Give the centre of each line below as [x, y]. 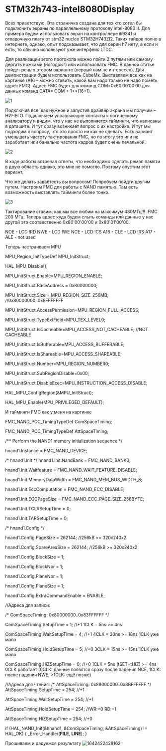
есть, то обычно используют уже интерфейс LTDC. [59, 49]
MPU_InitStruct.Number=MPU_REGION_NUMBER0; [57, 364]
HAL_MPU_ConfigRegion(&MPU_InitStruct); [49, 392]
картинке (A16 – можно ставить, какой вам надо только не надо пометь [82, 80]
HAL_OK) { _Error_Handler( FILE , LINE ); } [46, 734]
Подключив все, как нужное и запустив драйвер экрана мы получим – [81, 110]
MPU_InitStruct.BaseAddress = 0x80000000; [51, 285]
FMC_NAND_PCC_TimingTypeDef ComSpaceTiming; [59, 421]
